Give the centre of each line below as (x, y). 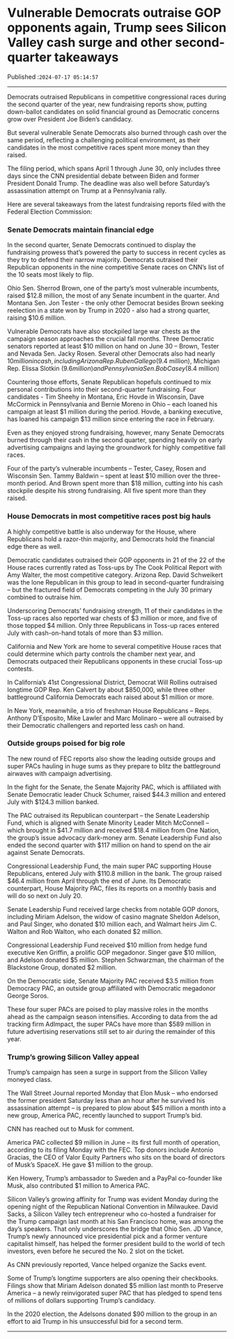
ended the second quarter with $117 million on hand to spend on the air (109, 845)
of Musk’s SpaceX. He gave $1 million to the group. (80, 1165)
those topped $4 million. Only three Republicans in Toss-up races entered (113, 625)
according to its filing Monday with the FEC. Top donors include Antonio (110, 1150)
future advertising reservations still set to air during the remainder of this (111, 1031)
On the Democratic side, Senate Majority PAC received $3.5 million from (110, 981)
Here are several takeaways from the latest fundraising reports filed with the (117, 204)
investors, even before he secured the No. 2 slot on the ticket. (96, 1251)
